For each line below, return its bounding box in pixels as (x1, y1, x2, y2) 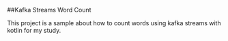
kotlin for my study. (7, 27, 61, 34)
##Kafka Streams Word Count (7, 6, 91, 14)
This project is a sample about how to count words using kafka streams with (7, 19, 221, 27)
